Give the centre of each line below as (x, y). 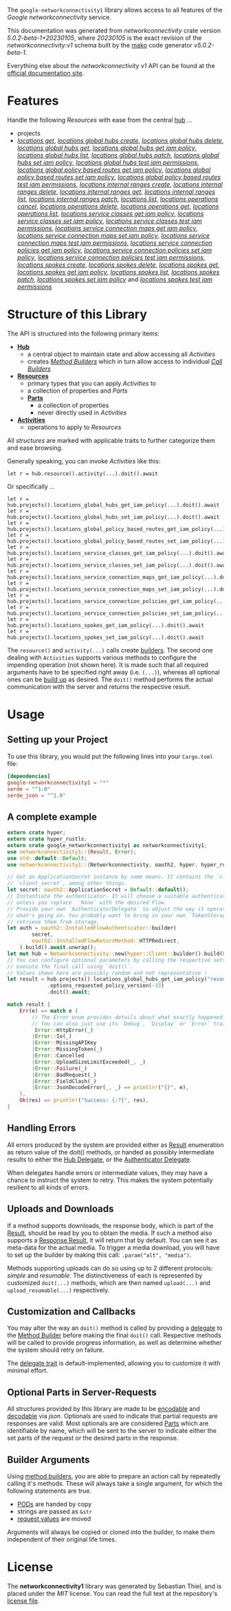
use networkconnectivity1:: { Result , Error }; (72, 852)
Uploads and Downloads (60, 1209)
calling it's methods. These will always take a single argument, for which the (115, 1483)
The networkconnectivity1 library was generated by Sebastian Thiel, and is (114, 1586)
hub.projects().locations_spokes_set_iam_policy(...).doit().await (106, 637)
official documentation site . (46, 73)
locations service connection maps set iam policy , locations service (113, 235)
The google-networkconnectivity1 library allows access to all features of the (115, 10)
